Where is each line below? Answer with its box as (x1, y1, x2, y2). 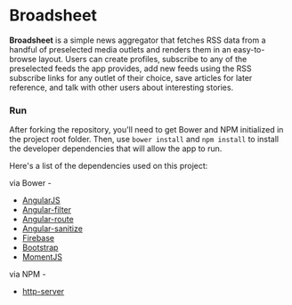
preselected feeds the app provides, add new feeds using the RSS (9, 63, 252, 74)
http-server (21, 286, 65, 297)
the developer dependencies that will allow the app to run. (9, 143, 223, 154)
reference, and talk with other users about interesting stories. (9, 82, 234, 92)
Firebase (21, 233, 55, 244)
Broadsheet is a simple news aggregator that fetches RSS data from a (9, 35, 266, 45)
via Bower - (9, 178, 52, 189)
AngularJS (21, 195, 61, 205)
